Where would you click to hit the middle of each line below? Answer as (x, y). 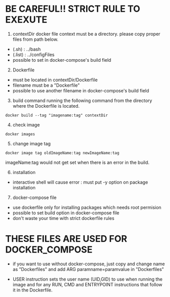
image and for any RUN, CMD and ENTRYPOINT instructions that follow (88, 284)
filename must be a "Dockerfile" (46, 85)
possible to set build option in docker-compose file (66, 213)
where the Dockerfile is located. (46, 106)
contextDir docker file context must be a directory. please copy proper (86, 34)
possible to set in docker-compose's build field (62, 60)
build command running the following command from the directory (82, 101)
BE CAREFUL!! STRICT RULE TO (73, 9)
